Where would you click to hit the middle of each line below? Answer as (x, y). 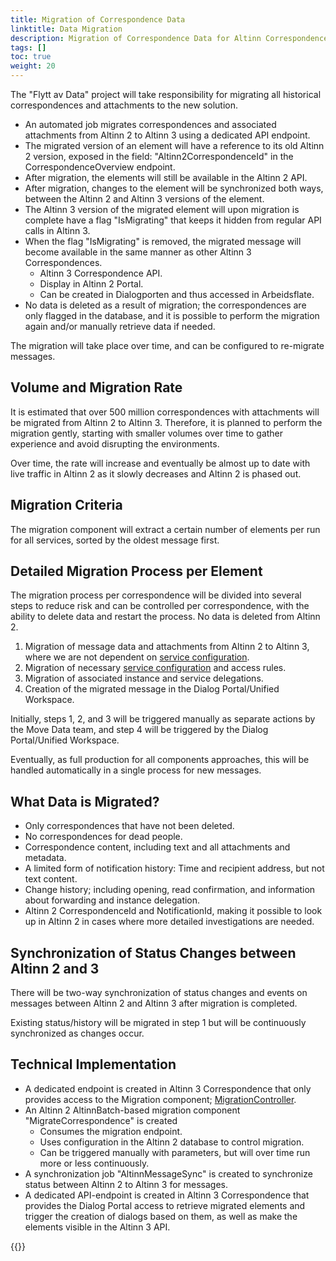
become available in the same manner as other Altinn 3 (138, 252)
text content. (51, 879)
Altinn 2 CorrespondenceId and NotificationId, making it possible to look (173, 911)
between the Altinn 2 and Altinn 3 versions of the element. (144, 199)
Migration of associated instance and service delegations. (144, 678)
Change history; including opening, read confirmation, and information (170, 890)
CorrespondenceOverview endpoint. (100, 167)
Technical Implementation (93, 1064)
